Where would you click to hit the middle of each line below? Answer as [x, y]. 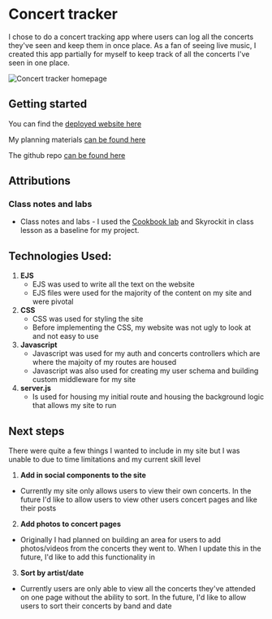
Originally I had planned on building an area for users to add [121, 540]
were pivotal [53, 301]
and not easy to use [65, 336]
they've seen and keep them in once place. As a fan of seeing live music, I [132, 45]
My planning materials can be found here [77, 139]
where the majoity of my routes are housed [104, 362]
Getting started [48, 104]
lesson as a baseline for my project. [80, 230]
